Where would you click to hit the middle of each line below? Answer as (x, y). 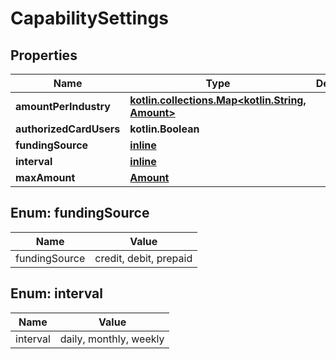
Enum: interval (56, 293)
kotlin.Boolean (164, 129)
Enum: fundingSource (80, 213)
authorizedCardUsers (68, 129)
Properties (44, 55)
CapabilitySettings (89, 18)
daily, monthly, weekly (112, 339)
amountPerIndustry (63, 106)
